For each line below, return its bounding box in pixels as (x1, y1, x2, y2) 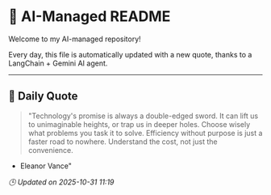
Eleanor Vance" (19, 161, 73, 171)
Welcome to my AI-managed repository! (8, 34, 141, 44)
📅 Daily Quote (8, 89, 78, 104)
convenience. (27, 145, 74, 155)
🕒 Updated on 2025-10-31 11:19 (8, 177, 115, 187)
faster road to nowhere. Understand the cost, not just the (27, 137, 218, 146)
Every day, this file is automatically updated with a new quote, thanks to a (8, 49, 252, 59)
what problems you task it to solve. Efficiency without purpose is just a (27, 128, 263, 138)
